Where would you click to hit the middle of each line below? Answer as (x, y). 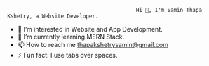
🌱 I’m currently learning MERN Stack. (71, 37)
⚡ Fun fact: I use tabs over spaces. (67, 55)
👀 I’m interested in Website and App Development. (90, 29)
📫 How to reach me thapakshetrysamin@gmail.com (93, 45)
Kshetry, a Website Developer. (53, 16)
